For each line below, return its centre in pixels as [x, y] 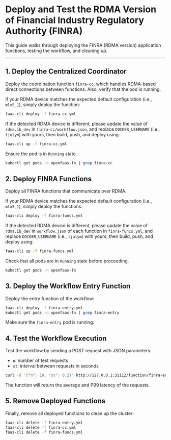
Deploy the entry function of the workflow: [50, 298]
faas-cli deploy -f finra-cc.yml [41, 114]
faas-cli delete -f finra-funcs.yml [44, 432]
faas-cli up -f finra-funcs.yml [39, 251]
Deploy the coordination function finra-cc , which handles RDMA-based [81, 84]
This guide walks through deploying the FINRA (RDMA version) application [83, 45]
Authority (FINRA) [44, 31]
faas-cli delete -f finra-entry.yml [44, 423]
